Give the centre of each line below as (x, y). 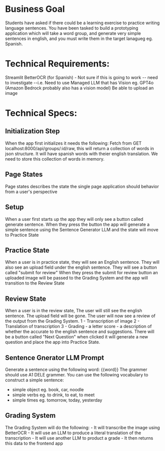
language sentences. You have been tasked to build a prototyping (72, 28)
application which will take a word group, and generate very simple (73, 33)
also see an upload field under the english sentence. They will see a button (81, 267)
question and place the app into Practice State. (53, 342)
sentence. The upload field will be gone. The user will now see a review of (80, 316)
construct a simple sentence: (34, 380)
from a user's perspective (31, 192)
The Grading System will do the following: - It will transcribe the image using (82, 427)
